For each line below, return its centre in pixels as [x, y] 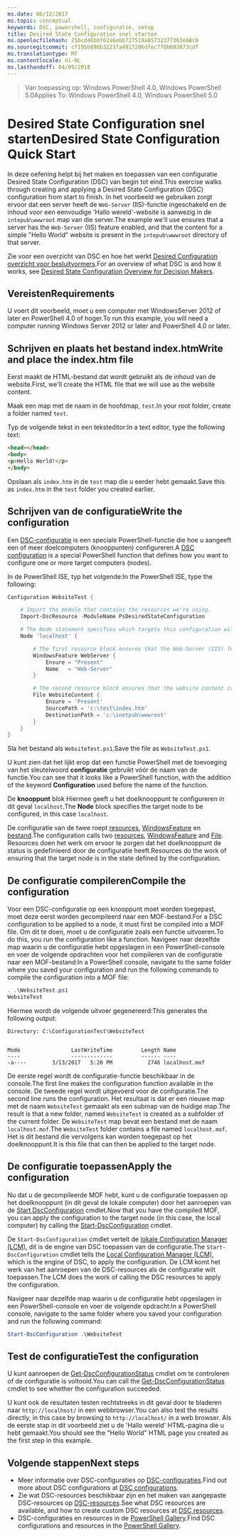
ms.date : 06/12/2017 [38, 14]
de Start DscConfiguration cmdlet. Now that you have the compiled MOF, [113, 1210]
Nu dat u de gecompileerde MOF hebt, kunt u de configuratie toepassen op [118, 1195]
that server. [24, 242]
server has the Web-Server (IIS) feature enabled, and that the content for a [115, 227]
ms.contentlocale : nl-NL [44, 61]
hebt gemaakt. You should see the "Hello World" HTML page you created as [118, 1433]
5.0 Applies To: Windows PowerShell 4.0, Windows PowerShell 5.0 [121, 95]
